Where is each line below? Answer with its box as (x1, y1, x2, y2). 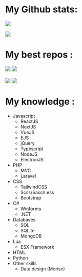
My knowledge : (5, 96, 75, 107)
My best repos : (5, 49, 73, 61)
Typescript (20, 145, 44, 152)
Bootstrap (20, 194, 42, 201)
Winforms (20, 206, 42, 212)
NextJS (20, 123, 36, 130)
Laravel (20, 173, 36, 179)
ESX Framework (20, 244, 55, 250)
